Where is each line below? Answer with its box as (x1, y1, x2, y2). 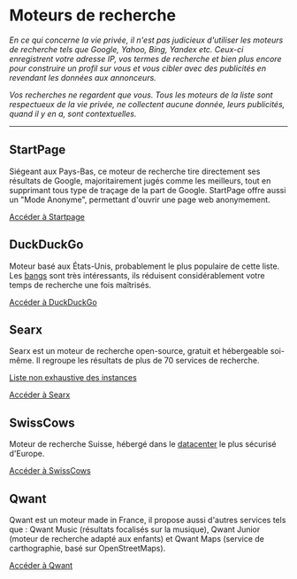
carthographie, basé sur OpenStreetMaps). (9, 543, 166, 553)
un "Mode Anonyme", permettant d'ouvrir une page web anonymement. (9, 194, 271, 205)
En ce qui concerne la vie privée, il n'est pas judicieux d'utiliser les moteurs (9, 35, 284, 45)
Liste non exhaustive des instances (9, 372, 137, 383)
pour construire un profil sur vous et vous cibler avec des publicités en (9, 63, 267, 74)
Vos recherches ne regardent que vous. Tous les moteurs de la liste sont (9, 90, 273, 100)
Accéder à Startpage (9, 211, 86, 222)
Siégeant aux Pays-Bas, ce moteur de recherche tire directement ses (9, 166, 261, 176)
